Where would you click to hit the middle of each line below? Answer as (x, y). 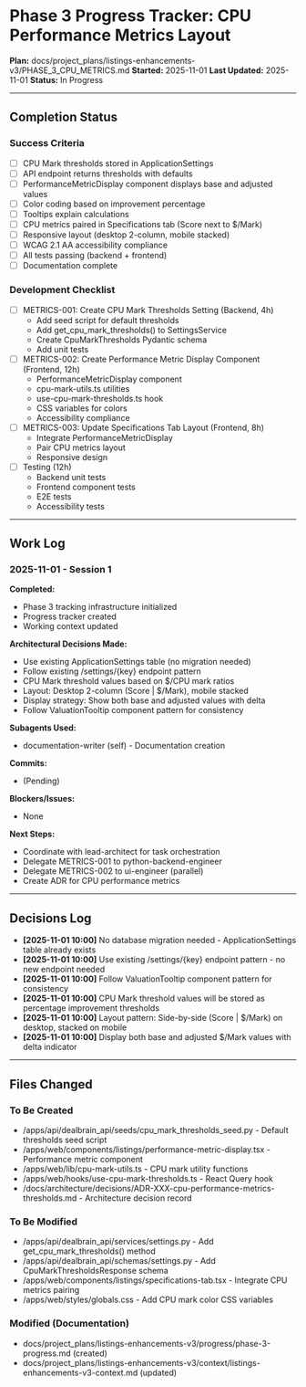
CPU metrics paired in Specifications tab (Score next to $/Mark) (143, 224)
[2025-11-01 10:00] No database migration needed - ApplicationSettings (159, 940)
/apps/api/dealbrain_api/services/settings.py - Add (118, 1242)
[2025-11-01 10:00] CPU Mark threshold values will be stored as (144, 998)
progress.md (46, 1353)
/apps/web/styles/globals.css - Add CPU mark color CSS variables (148, 1300)
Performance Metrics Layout (120, 35)
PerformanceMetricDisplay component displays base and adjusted (148, 184)
